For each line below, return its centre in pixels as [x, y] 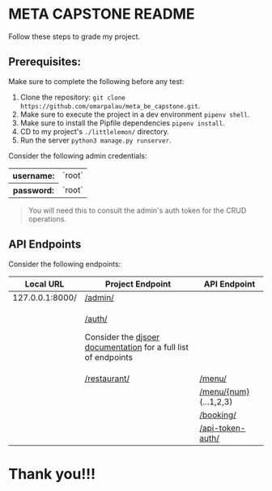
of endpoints [109, 357]
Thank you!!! [52, 474]
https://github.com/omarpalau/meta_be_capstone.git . [110, 105]
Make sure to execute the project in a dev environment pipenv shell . [135, 114]
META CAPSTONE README [102, 14]
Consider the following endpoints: [65, 264]
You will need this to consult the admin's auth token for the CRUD [137, 210]
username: [34, 176]
